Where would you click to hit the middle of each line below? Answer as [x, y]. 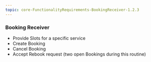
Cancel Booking [29, 48]
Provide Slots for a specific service [49, 38]
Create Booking [29, 43]
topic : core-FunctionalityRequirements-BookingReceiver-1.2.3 [72, 10]
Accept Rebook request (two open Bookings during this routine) [79, 54]
